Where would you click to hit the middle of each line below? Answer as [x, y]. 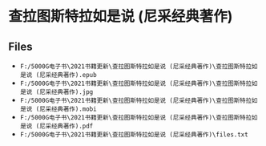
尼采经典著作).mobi [68, 109]
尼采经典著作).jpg [66, 92]
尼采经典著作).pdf [66, 126]
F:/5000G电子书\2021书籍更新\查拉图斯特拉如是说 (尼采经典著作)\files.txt [134, 135]
